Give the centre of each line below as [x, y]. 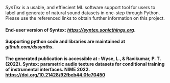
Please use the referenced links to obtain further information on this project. [85, 18]
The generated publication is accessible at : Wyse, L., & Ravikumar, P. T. [83, 59]
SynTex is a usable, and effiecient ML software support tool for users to [80, 7]
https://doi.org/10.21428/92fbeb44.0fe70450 [55, 75]
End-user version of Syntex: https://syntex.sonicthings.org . [71, 30]
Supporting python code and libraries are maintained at [65, 41]
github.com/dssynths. [30, 47]
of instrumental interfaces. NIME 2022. [48, 69]
